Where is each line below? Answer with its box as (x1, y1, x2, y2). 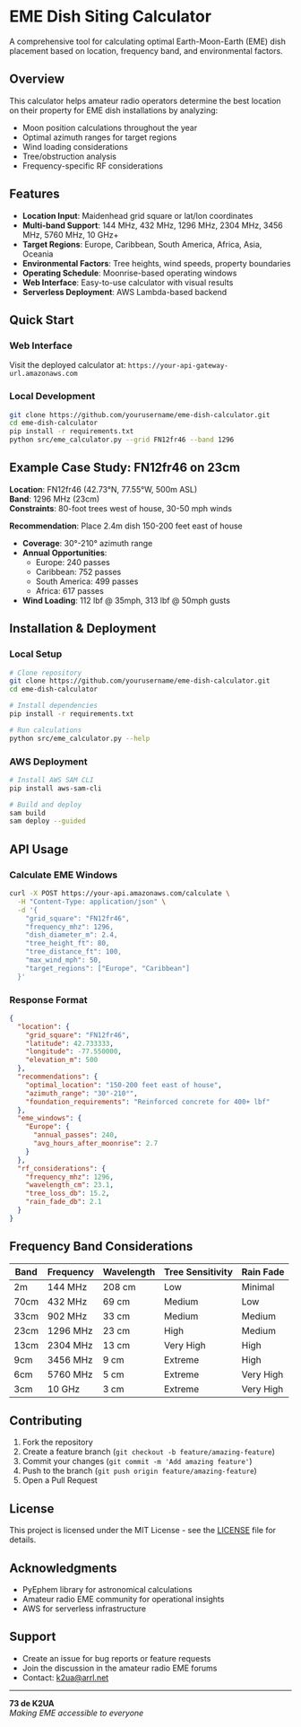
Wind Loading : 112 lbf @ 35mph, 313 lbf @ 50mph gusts (21, 595, 231, 606)
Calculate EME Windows (9, 868, 118, 881)
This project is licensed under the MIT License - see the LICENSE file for (9, 1525, 276, 1536)
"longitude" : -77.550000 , (25, 1047, 123, 1056)
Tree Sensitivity (164, 1265, 233, 1278)
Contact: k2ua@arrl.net (21, 1671, 109, 1683)
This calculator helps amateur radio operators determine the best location (9, 95, 281, 106)
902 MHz (47, 1310, 88, 1322)
